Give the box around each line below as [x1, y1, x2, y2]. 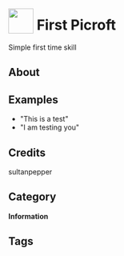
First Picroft [36, 16, 117, 34]
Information [8, 211, 49, 221]
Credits [8, 146, 46, 159]
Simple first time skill [8, 42, 78, 52]
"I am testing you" [19, 122, 80, 132]
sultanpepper [8, 166, 53, 176]
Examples [8, 93, 58, 106]
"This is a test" [19, 114, 69, 124]
